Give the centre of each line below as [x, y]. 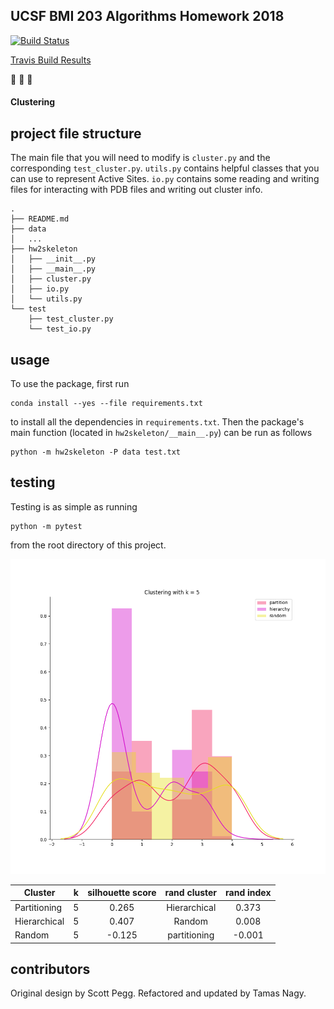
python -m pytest [46, 526]
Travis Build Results [51, 60]
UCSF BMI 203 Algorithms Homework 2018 [147, 16]
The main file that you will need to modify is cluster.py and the [140, 158]
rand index [248, 893]
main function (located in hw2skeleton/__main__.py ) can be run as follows [161, 433]
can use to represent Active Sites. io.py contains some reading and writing [165, 179]
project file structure [76, 133]
